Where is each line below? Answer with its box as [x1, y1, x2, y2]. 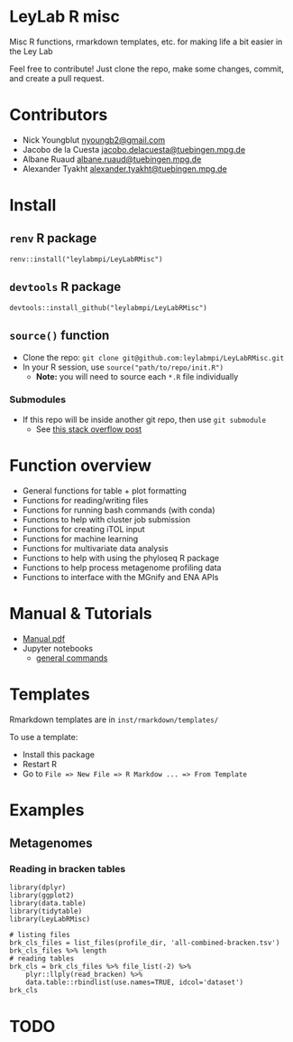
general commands [35, 652, 108, 663]
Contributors [9, 105, 108, 126]
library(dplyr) [9, 883, 67, 892]
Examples [9, 800, 85, 820]
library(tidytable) [9, 906, 83, 916]
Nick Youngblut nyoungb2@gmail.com [22, 134, 166, 146]
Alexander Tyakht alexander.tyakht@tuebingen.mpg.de [22, 163, 227, 174]
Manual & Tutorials [9, 603, 152, 624]
